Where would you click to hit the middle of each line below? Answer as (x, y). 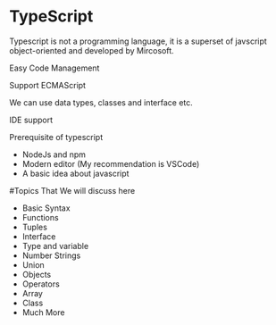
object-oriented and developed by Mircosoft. (92, 50)
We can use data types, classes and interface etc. (101, 102)
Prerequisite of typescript (56, 137)
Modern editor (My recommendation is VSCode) (111, 163)
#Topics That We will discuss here (72, 190)
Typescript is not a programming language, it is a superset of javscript (138, 41)
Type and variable (55, 246)
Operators (41, 284)
